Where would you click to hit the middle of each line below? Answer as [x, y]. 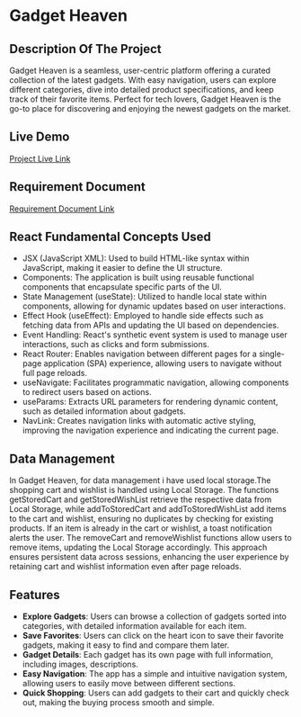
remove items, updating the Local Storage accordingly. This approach [138, 547]
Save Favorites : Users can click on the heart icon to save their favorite [153, 636]
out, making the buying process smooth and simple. [118, 703]
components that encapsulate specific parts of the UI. [122, 287]
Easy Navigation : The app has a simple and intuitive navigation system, [155, 674]
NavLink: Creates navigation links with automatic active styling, [139, 421]
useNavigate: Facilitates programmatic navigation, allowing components [155, 382]
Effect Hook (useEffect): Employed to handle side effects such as [143, 316]
